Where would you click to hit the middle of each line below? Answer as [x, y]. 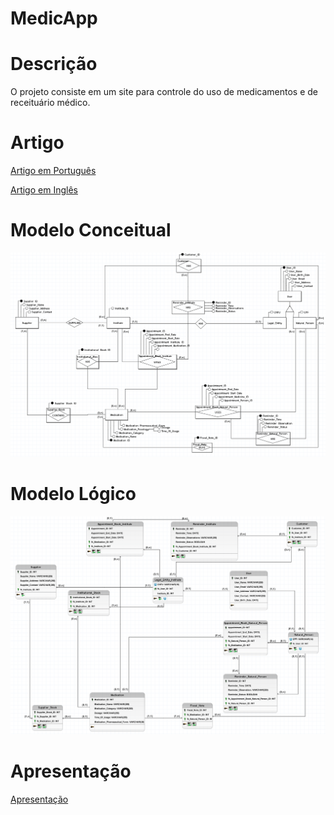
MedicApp [54, 18]
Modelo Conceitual [91, 230]
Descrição [54, 64]
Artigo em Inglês [44, 190]
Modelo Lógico [73, 494]
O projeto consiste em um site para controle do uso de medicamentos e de [164, 92]
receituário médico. [50, 103]
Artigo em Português [53, 171]
